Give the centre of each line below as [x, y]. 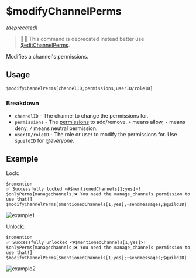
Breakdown [23, 103]
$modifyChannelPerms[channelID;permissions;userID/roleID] [80, 88]
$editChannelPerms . [45, 45]
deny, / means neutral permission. [56, 128]
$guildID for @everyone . [44, 141]
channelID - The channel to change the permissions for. [81, 116]
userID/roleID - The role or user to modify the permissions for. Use [96, 135]
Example [22, 159]
